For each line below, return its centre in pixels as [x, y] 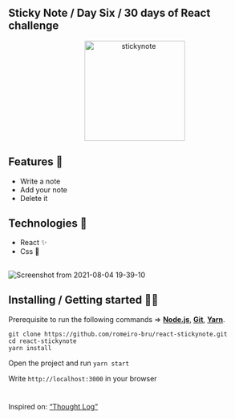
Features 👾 [36, 162]
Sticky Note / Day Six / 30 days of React [109, 13]
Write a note [40, 181]
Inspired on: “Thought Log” [53, 406]
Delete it [34, 198]
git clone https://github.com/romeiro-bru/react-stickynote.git [118, 334]
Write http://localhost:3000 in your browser [83, 378]
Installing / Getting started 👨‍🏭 [83, 300]
